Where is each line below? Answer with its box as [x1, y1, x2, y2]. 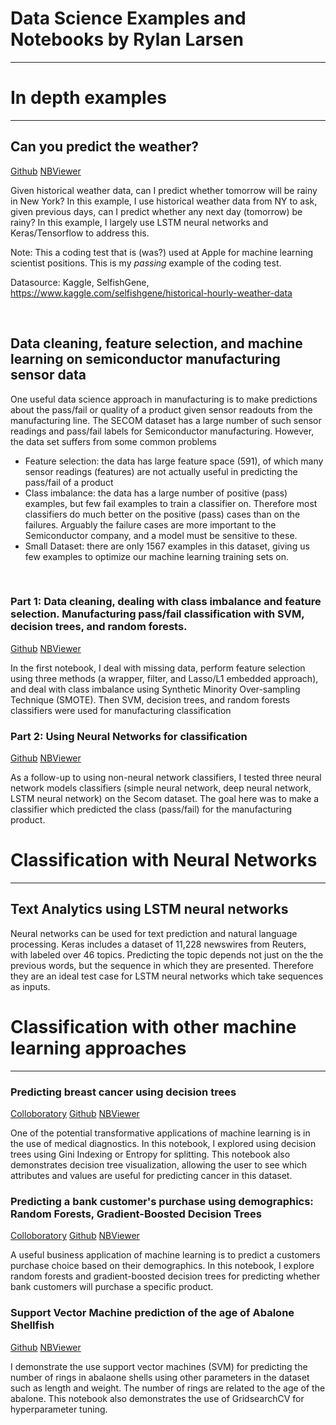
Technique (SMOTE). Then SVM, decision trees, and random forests [10, 693, 291, 706]
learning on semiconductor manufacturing [10, 351, 281, 368]
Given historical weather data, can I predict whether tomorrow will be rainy [10, 184, 318, 196]
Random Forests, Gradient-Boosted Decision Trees [10, 1207, 262, 1221]
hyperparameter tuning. [10, 1403, 108, 1415]
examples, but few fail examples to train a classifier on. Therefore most [24, 497, 318, 509]
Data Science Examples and [10, 7, 247, 30]
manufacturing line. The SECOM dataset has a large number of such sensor [10, 414, 322, 426]
